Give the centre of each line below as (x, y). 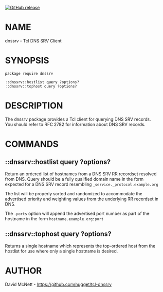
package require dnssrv (29, 73)
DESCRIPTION (34, 106)
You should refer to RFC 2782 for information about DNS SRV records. (75, 124)
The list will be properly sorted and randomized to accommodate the (74, 193)
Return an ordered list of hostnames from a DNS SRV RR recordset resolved (81, 174)
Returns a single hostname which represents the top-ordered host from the (80, 246)
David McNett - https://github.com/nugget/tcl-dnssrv (58, 284)
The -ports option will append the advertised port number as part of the (77, 213)
